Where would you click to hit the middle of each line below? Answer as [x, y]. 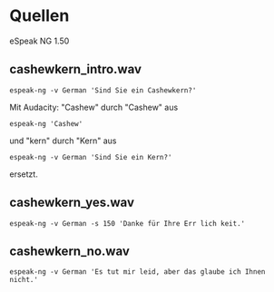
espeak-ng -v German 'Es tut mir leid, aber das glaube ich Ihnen [137, 272]
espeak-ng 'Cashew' [46, 123]
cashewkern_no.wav [69, 251]
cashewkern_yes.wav [72, 203]
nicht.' [24, 280]
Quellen [39, 16]
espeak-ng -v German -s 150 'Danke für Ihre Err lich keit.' [127, 223]
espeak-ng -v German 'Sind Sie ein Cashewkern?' [103, 90]
